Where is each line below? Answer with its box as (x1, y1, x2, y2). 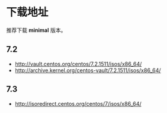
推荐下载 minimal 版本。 (6, 26, 66, 34)
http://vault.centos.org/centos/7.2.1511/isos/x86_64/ (14, 60, 142, 67)
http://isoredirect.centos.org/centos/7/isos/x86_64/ (14, 100, 142, 107)
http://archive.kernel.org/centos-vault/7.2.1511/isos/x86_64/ (14, 67, 161, 74)
